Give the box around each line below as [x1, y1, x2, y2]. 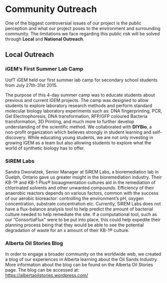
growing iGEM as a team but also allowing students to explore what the [5, 139, 151, 145]
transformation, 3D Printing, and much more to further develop [5, 118, 134, 124]
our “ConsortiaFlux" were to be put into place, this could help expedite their [5, 216, 161, 222]
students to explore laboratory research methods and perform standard [5, 102, 152, 108]
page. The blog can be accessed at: [5, 267, 79, 273]
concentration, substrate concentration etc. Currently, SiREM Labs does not [5, 200, 161, 206]
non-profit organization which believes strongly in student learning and [5, 129, 151, 135]
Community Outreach [5, 3, 97, 15]
